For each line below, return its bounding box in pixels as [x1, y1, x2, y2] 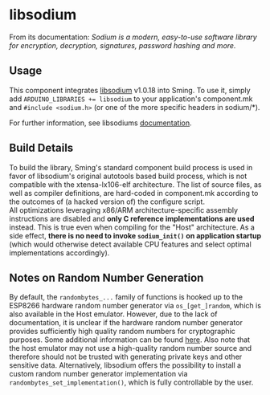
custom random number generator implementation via [9, 369, 188, 379]
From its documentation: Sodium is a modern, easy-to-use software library [9, 32, 258, 42]
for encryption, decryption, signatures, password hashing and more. [9, 40, 236, 50]
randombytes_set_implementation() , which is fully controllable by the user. [9, 377, 254, 387]
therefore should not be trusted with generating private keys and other [9, 352, 243, 362]
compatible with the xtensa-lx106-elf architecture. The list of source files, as [9, 179, 262, 189]
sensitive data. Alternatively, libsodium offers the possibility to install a [9, 360, 242, 370]
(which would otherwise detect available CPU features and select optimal [9, 239, 252, 249]
